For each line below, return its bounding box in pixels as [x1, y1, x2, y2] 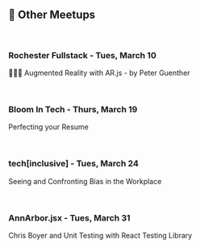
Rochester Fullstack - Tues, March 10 [8, 49, 157, 61]
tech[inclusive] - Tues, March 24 [8, 158, 140, 170]
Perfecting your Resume [8, 122, 89, 132]
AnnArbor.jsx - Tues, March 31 [8, 212, 131, 223]
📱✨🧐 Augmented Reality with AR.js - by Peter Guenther [8, 68, 191, 78]
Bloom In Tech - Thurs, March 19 [8, 104, 138, 116]
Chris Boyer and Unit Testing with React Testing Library [8, 231, 193, 240]
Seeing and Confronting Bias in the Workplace [8, 176, 162, 186]
